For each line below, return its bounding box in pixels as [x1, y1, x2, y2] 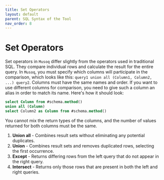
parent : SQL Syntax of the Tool [5, 16, 71, 21]
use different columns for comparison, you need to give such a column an [5, 85, 155, 91]
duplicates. [12, 138, 35, 144]
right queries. [12, 169, 40, 175]
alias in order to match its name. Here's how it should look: [5, 90, 124, 96]
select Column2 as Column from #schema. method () [5, 108, 107, 113]
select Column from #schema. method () [5, 100, 83, 105]
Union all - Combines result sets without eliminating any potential [12, 132, 145, 138]
